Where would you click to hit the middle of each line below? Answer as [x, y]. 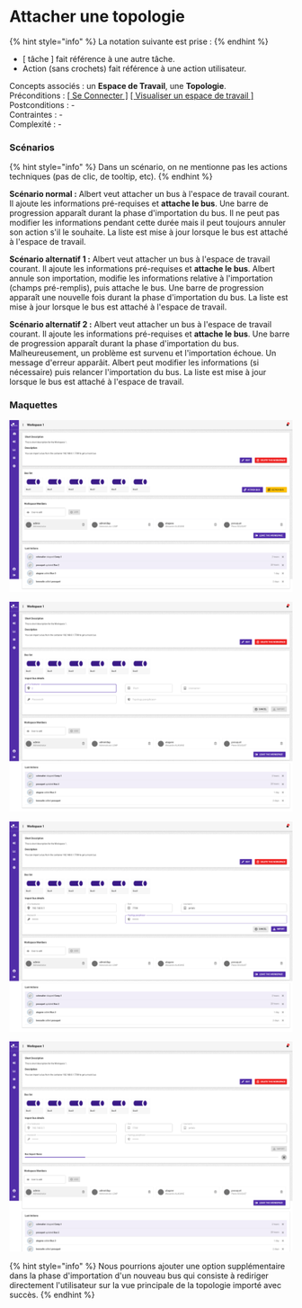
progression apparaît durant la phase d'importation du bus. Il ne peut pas [145, 213]
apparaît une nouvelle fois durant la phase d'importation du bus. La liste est [149, 298]
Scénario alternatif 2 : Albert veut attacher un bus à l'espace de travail [141, 325]
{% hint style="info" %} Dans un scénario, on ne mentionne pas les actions [148, 167]
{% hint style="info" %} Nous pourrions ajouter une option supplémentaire [147, 1267]
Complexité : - [36, 124]
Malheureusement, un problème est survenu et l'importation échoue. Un [143, 354]
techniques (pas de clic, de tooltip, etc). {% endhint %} [111, 176]
